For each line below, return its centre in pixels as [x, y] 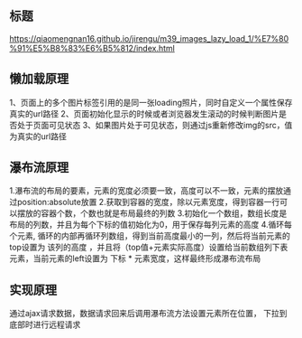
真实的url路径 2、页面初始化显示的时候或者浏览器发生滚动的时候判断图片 [144, 113]
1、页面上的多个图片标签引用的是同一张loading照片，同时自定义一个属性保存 [151, 102]
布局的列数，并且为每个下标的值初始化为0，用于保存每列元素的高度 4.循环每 [151, 225]
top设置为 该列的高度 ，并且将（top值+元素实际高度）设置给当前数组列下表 [149, 248]
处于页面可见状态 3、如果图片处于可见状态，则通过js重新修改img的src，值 [155, 125]
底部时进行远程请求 [45, 324]
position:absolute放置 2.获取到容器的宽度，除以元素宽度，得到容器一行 [148, 202]
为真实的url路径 [38, 136]
